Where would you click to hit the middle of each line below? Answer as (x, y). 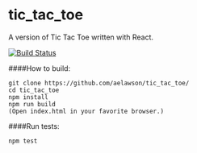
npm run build (32, 104)
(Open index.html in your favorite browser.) (86, 111)
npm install (28, 97)
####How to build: (40, 68)
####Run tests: (34, 126)
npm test (23, 141)
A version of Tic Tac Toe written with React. (81, 37)
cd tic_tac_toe (34, 90)
